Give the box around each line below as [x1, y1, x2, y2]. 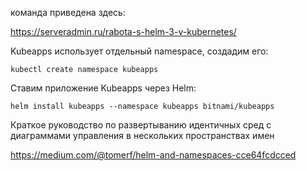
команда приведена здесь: [10, 7, 126, 18]
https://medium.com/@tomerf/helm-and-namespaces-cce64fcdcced [10, 149, 297, 161]
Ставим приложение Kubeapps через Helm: [10, 82, 197, 94]
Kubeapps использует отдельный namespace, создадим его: [10, 45, 269, 57]
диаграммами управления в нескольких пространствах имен [10, 130, 275, 141]
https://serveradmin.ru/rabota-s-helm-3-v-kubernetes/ [10, 26, 237, 37]
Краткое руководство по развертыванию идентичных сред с [10, 119, 272, 131]
